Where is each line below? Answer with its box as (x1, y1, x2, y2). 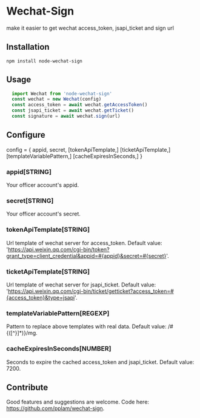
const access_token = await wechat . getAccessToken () (12, 102, 148, 108)
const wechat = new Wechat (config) (12, 96, 102, 103)
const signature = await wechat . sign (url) (12, 113, 121, 120)
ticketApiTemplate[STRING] (6, 267, 90, 275)
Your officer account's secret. (6, 211, 81, 218)
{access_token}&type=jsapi (6, 294, 75, 301)
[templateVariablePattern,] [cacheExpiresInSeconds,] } (6, 152, 142, 160)
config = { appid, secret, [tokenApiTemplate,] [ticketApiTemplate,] (6, 146, 171, 153)
